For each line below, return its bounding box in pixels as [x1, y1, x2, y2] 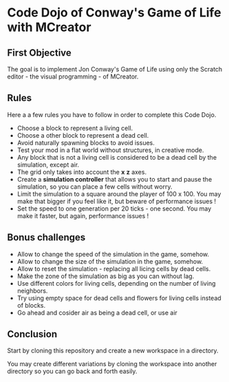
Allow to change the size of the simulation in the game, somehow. [17, 257, 204, 266]
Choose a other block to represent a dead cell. [17, 131, 149, 139]
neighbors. [17, 286, 48, 295]
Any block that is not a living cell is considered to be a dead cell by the [17, 153, 217, 161]
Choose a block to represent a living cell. [17, 124, 133, 132]
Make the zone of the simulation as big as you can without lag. [17, 272, 195, 280]
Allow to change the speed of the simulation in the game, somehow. [17, 250, 210, 258]
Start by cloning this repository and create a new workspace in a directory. [7, 346, 219, 355]
